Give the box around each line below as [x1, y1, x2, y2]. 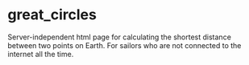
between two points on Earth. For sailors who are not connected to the [7, 40, 242, 50]
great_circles [7, 6, 98, 24]
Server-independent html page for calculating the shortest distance [7, 32, 231, 42]
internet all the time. [7, 49, 74, 59]
